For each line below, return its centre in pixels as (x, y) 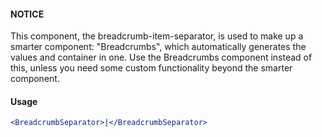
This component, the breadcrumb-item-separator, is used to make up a (157, 36)
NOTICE (27, 14)
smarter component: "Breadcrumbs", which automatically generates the (158, 47)
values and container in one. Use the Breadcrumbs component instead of (161, 57)
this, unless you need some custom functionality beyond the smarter (151, 68)
